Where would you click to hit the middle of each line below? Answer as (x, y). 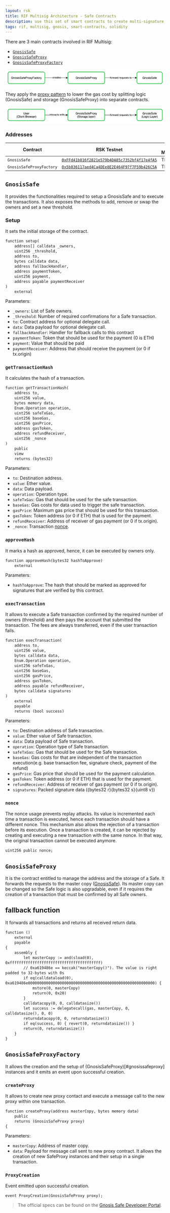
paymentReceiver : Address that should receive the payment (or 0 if (81, 349)
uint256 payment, (33, 277)
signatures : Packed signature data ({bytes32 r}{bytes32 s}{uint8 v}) (84, 789)
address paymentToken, (38, 272)
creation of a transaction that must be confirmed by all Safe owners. (76, 895)
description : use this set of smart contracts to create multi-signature (85, 21)
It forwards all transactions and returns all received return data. (71, 922)
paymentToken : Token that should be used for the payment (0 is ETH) (83, 338)
